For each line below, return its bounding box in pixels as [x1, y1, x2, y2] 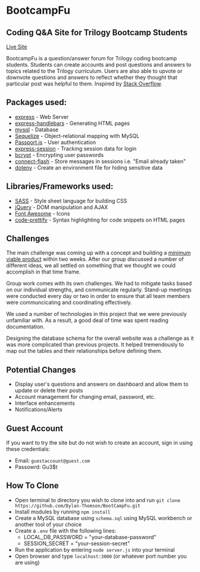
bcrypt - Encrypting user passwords [14, 151, 104, 158]
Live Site [6, 43, 27, 50]
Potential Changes [6, 365, 76, 375]
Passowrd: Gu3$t [14, 463, 58, 470]
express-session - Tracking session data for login [14, 144, 137, 152]
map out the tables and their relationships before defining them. [6, 347, 162, 355]
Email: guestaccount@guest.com [14, 457, 90, 465]
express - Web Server [14, 113, 69, 120]
